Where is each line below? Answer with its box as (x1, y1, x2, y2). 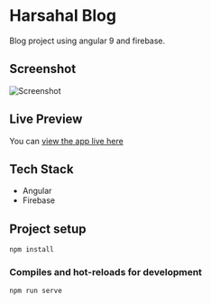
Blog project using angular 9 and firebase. (9, 35, 166, 46)
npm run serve (9, 286, 63, 296)
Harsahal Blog (9, 5, 117, 26)
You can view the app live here (9, 135, 124, 146)
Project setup (9, 221, 87, 236)
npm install (9, 245, 54, 254)
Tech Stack (9, 161, 74, 177)
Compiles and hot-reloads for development (9, 266, 203, 279)
